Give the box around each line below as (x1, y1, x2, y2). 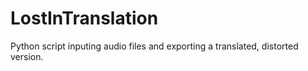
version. (10, 50, 44, 62)
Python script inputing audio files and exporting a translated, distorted (10, 40, 299, 52)
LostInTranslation (10, 7, 159, 30)
